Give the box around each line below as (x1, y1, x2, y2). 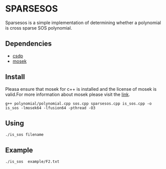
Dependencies (5, 40, 52, 48)
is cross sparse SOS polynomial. (5, 25, 72, 31)
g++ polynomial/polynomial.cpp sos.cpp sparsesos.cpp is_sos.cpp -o (5, 101, 152, 106)
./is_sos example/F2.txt (5, 159, 59, 164)
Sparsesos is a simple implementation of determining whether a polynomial (5, 20, 161, 26)
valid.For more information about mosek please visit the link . (5, 91, 130, 97)
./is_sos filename (5, 132, 44, 137)
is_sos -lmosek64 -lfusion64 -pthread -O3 (5, 105, 96, 110)
